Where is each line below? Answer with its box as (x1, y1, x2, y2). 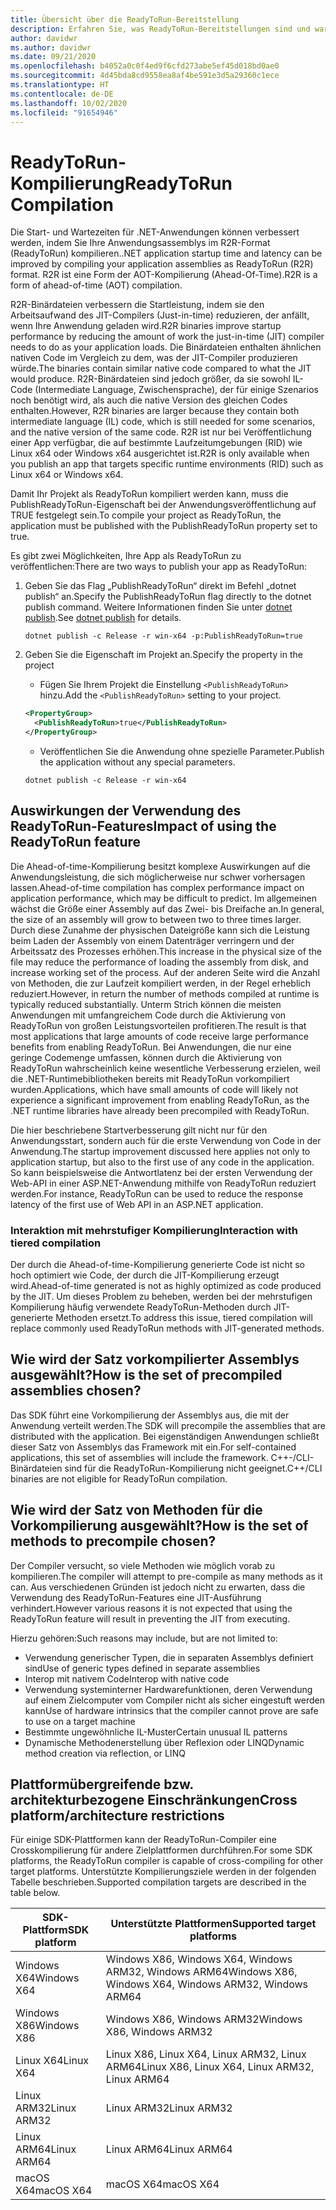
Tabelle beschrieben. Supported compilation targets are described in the (10, 1876, 307, 1888)
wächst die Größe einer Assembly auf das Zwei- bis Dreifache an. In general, (10, 902, 325, 915)
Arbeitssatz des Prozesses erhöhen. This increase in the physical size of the (10, 945, 322, 957)
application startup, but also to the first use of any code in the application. (10, 1156, 315, 1168)
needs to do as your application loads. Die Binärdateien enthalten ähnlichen (10, 341, 322, 353)
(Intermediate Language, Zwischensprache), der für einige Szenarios (34, 384, 319, 396)
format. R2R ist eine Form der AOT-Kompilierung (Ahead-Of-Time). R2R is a (10, 269, 318, 281)
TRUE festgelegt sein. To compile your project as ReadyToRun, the (10, 509, 282, 521)
